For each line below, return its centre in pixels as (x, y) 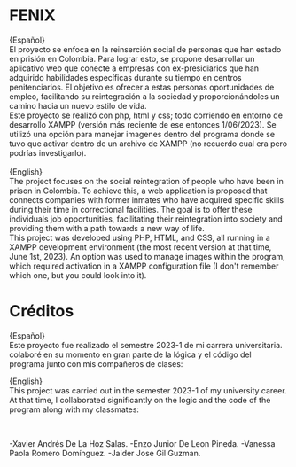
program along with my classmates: (74, 409)
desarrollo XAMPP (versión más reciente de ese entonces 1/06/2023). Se (143, 124)
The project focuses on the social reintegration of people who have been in (146, 181)
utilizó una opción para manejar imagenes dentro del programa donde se (142, 134)
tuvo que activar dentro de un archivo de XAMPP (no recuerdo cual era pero (148, 144)
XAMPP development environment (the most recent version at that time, (140, 247)
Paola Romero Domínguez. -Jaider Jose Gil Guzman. (105, 453)
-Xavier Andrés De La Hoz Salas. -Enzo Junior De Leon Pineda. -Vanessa (142, 443)
